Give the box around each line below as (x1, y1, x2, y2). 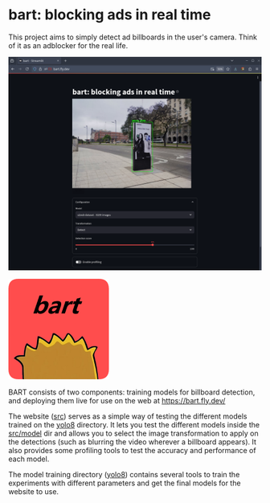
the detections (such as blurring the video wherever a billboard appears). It (8, 436, 257, 447)
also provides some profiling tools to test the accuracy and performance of (8, 445, 256, 455)
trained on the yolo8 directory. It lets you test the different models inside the (8, 419, 260, 429)
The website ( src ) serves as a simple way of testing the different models (8, 411, 247, 421)
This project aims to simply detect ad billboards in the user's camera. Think (8, 32, 257, 42)
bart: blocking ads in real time (8, 6, 211, 24)
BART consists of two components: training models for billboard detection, (8, 387, 256, 397)
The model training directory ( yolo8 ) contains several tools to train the (8, 469, 240, 479)
